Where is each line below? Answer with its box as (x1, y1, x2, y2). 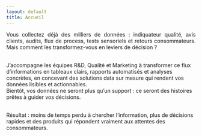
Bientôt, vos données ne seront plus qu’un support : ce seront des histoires (6, 87, 192, 94)
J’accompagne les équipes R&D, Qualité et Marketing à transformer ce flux (6, 61, 191, 69)
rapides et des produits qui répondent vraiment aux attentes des (6, 117, 165, 125)
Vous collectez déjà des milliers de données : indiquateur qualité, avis (6, 31, 196, 38)
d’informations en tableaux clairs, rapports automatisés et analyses (6, 68, 173, 75)
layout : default (6, 8, 47, 15)
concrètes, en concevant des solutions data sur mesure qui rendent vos (6, 74, 185, 81)
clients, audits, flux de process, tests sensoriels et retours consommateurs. (6, 37, 196, 44)
